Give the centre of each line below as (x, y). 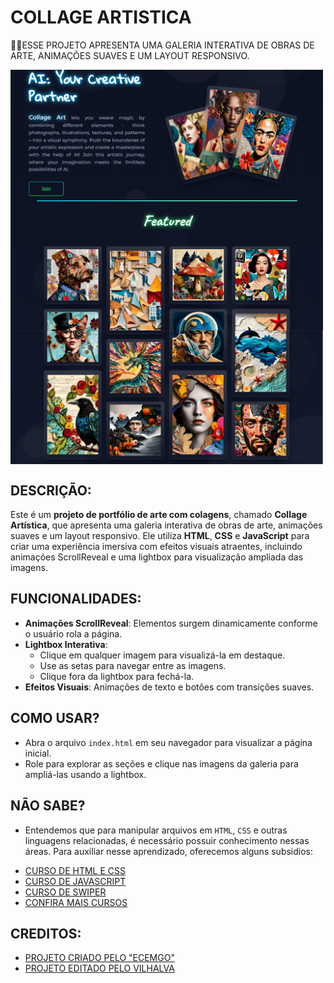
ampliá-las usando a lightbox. (85, 774)
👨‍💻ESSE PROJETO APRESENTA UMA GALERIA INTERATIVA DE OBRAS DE (162, 45)
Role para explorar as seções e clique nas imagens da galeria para (161, 763)
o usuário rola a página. (73, 633)
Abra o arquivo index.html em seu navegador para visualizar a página (168, 742)
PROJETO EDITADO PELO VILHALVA (99, 968)
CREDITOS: (46, 933)
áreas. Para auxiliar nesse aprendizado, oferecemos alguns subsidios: (169, 851)
